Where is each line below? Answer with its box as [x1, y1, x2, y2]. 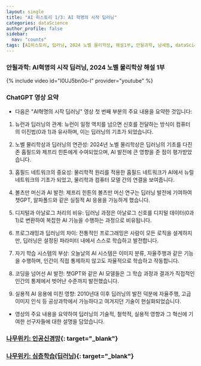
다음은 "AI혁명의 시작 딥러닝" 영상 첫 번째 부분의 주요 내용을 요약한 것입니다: [14, 108, 193, 115]
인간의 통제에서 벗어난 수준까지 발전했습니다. [14, 277, 120, 285]
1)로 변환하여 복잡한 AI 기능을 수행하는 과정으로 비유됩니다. [14, 217, 152, 224]
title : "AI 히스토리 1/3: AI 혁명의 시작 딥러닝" [6, 14, 117, 20]
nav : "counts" [11, 37, 47, 43]
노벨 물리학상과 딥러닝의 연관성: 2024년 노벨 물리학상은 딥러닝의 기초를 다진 [14, 141, 193, 148]
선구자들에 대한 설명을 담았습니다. [26, 318, 105, 325]
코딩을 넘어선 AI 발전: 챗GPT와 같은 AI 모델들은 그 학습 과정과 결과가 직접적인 [14, 270, 195, 277]
